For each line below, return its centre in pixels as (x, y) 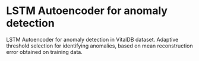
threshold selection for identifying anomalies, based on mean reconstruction (99, 46)
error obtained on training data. (45, 52)
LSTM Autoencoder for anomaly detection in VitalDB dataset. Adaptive (92, 39)
